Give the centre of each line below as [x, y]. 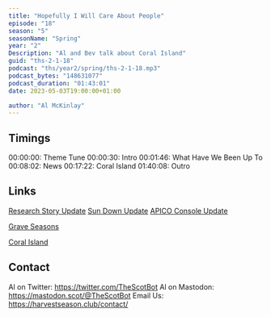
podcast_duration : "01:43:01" [59, 83]
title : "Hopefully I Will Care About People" [86, 16]
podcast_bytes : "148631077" [56, 76]
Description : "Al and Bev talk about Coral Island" [97, 53]
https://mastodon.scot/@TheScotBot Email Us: [86, 295]
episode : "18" [32, 23]
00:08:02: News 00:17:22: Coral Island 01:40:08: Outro [99, 166]
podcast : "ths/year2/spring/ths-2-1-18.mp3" [85, 69]
